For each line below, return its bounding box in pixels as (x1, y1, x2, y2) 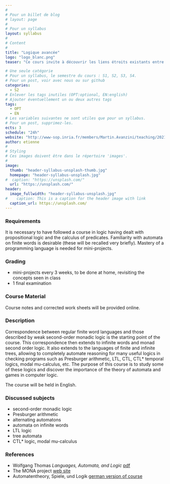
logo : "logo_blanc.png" (5, 54, 56, 60)
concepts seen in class (12, 275, 61, 281)
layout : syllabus (5, 31, 42, 36)
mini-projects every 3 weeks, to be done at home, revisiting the (12, 270, 145, 276)
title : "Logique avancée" (5, 50, 60, 55)
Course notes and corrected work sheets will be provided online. (5, 304, 140, 310)
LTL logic (12, 428, 32, 434)
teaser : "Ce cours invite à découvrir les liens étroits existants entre (5, 59, 164, 64)
